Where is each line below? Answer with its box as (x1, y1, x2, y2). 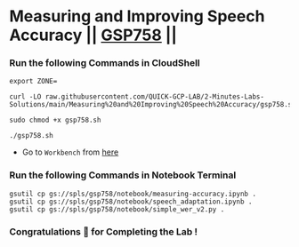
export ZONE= (9, 77, 58, 86)
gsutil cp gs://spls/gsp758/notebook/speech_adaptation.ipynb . (9, 197, 253, 206)
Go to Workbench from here (21, 147, 119, 157)
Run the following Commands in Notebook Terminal (9, 169, 237, 181)
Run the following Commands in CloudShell (9, 57, 200, 69)
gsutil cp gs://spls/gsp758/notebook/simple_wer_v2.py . (9, 204, 225, 214)
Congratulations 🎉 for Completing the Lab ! (9, 225, 198, 237)
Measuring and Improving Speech (9, 6, 265, 27)
